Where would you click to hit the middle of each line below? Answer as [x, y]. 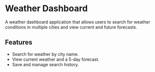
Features [19, 43]
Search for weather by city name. [45, 54]
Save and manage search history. [45, 64]
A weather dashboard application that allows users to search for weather [78, 22]
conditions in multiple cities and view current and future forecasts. [71, 27]
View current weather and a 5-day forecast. [56, 59]
